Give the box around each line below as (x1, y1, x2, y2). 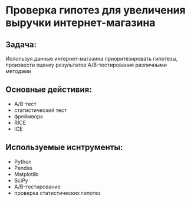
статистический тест (14, 107, 67, 114)
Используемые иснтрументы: (5, 143, 123, 153)
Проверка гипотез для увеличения (5, 4, 186, 17)
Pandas (14, 164, 33, 171)
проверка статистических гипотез (14, 189, 101, 196)
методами (5, 68, 32, 74)
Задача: (5, 39, 37, 49)
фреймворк (14, 112, 44, 120)
